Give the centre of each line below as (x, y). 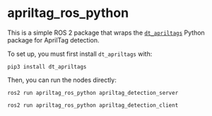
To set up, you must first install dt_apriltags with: (80, 54)
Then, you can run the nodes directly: (62, 80)
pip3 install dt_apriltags (47, 66)
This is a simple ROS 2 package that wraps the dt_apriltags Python (106, 33)
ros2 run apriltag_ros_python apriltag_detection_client (93, 105)
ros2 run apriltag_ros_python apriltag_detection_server (93, 93)
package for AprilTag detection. (53, 40)
